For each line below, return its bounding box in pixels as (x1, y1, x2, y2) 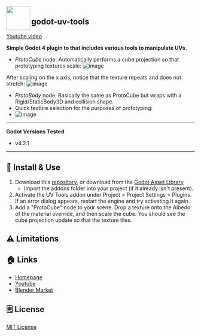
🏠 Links (6, 255, 38, 265)
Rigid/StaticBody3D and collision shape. (14, 98, 114, 105)
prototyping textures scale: (14, 62, 82, 69)
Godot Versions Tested (6, 128, 65, 135)
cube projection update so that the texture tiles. (14, 216, 132, 224)
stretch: (6, 80, 25, 87)
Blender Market (14, 286, 53, 294)
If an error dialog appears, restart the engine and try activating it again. (14, 197, 190, 204)
